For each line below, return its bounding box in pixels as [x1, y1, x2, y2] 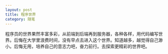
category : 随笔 [5, 16, 35, 21]
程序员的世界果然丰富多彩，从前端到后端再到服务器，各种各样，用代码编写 [5, 31, 158, 37]
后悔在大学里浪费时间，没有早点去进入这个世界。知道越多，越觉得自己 [13, 37, 158, 43]
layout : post [5, 7, 32, 12]
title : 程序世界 [5, 12, 36, 17]
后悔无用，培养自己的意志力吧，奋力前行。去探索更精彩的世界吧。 [13, 43, 150, 49]
